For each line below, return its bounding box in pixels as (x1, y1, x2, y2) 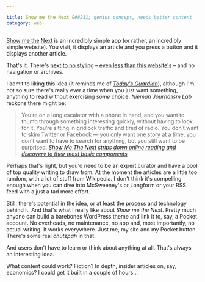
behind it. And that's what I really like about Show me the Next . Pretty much (6, 206, 196, 214)
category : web (6, 20, 43, 26)
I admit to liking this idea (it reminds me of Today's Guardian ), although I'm (6, 80, 195, 87)
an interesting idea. (6, 250, 55, 258)
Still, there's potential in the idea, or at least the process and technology (6, 200, 187, 207)
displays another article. (6, 49, 67, 57)
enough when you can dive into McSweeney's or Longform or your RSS (6, 181, 186, 189)
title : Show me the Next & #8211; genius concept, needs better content (6, 14, 192, 20)
